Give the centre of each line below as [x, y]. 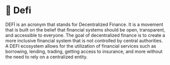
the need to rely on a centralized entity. [46, 57]
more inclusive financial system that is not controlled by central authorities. [84, 41]
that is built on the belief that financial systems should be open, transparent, [85, 29]
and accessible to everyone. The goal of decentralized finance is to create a [85, 35]
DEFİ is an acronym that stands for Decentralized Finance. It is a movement [84, 24]
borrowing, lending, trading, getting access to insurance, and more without [84, 51]
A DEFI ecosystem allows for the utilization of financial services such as [81, 46]
